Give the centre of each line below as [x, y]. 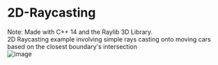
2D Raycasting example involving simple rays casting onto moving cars [109, 39]
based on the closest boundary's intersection [72, 46]
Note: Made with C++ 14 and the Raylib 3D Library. [80, 32]
